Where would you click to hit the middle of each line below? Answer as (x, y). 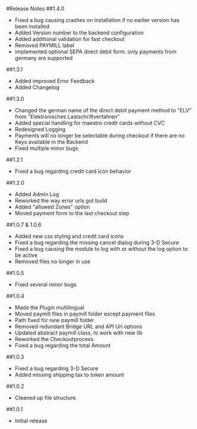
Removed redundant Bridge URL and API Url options (78, 327)
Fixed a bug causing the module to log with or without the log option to (101, 249)
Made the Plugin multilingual (50, 307)
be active (26, 255)
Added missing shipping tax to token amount (69, 375)
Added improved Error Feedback (55, 81)
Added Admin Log (37, 194)
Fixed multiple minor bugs (46, 148)
